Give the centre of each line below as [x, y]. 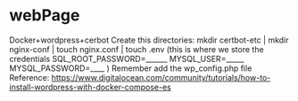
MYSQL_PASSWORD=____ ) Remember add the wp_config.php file [131, 68]
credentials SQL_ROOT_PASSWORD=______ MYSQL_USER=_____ [127, 58]
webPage [45, 16]
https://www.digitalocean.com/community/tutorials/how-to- [161, 77]
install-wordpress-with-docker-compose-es [90, 87]
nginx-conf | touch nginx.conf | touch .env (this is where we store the [137, 49]
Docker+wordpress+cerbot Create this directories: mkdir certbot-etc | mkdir [149, 40]
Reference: [29, 77]
